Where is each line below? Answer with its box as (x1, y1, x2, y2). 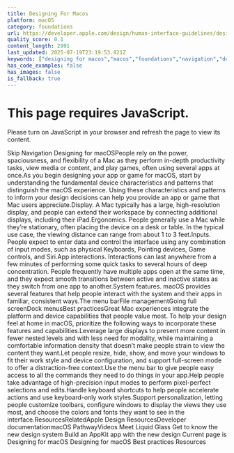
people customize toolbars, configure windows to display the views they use (7, 401, 227, 409)
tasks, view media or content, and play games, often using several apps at (7, 164, 220, 172)
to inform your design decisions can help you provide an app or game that (7, 193, 220, 202)
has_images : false (7, 68, 61, 75)
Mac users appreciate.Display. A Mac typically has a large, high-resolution (7, 201, 221, 209)
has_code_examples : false (7, 62, 82, 69)
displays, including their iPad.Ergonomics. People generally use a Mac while (7, 215, 225, 224)
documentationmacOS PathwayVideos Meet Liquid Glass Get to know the (7, 423, 218, 431)
